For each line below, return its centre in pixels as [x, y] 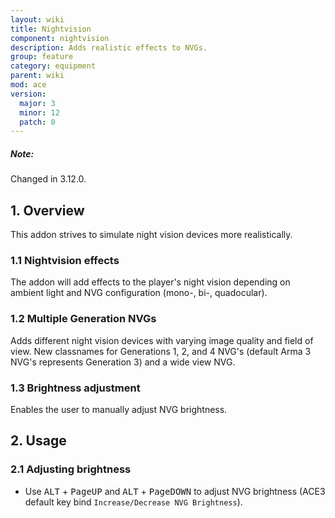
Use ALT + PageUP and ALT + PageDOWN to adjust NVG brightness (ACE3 [175, 491]
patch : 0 [37, 122]
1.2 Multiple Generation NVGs [83, 319]
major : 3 [37, 103]
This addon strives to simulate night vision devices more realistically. [151, 235]
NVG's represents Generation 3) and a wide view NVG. [123, 362]
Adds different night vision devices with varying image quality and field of [162, 340]
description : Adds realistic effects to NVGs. [109, 47]
